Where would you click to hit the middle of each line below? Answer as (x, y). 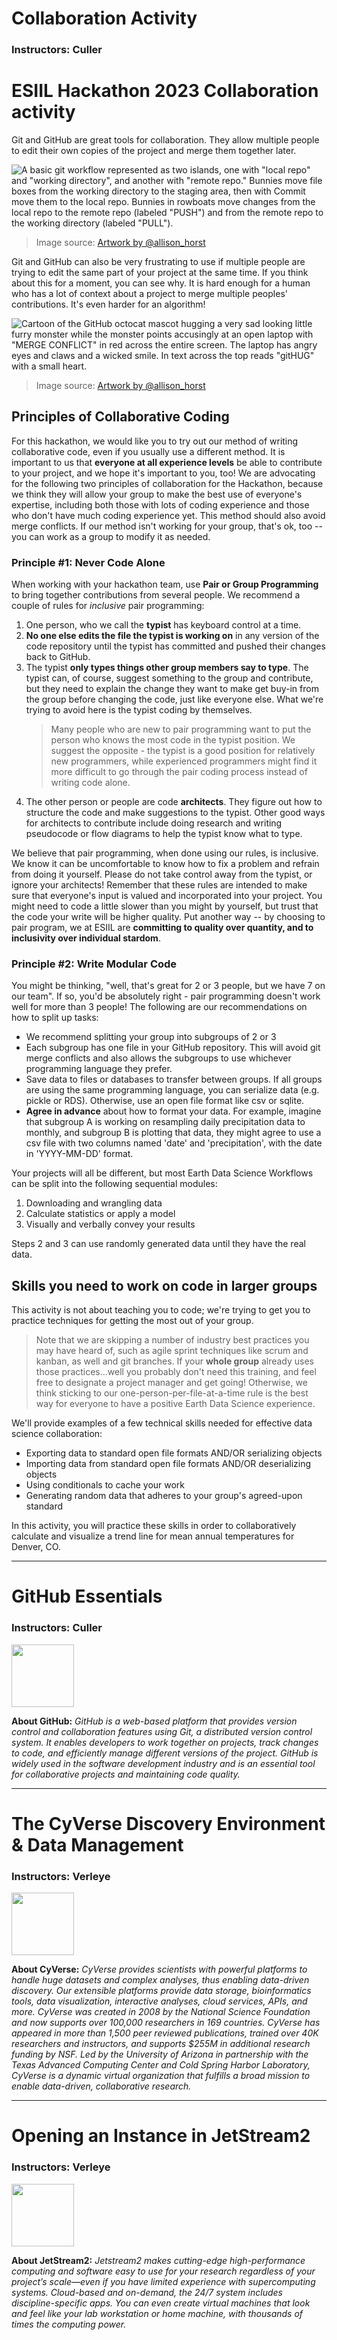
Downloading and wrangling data (94, 1203)
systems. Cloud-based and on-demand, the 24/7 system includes (147, 2292)
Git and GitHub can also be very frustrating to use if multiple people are (158, 262)
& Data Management (97, 1844)
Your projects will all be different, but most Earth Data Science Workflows (162, 1173)
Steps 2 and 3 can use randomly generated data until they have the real (158, 1244)
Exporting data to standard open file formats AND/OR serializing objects (174, 1453)
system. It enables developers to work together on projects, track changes (165, 1742)
